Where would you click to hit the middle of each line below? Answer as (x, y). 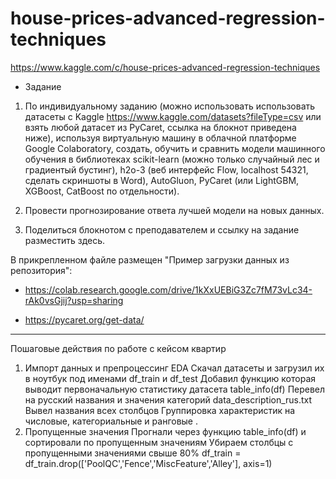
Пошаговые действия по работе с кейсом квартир (118, 348)
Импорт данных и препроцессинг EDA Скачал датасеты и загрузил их (174, 368)
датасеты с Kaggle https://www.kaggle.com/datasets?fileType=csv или (173, 116)
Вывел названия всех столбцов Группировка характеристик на (160, 410)
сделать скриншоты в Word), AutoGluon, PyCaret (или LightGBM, (162, 180)
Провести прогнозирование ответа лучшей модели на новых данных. (174, 210)
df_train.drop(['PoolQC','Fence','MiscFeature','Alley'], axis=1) (148, 463)
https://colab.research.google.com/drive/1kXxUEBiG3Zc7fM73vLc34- (168, 289)
